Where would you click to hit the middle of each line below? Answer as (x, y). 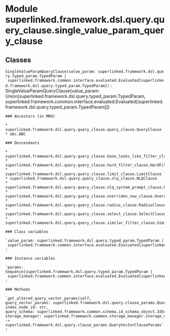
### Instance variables (30, 258)
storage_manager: (24, 316)
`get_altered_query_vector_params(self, (49, 298)
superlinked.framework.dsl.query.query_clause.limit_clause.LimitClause (83, 174)
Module (22, 9)
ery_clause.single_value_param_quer (85, 30)
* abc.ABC (16, 134)
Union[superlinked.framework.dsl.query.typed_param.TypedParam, (75, 96)
